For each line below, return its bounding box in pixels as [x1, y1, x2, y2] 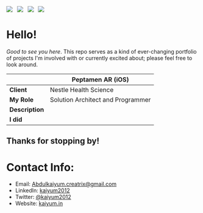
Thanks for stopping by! [6, 136, 99, 146]
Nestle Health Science [49, 85, 114, 94]
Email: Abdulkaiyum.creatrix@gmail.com [15, 180, 117, 188]
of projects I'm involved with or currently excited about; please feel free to [6, 54, 193, 61]
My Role [9, 95, 34, 103]
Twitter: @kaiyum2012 [15, 194, 71, 201]
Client [9, 85, 27, 94]
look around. [6, 61, 38, 68]
